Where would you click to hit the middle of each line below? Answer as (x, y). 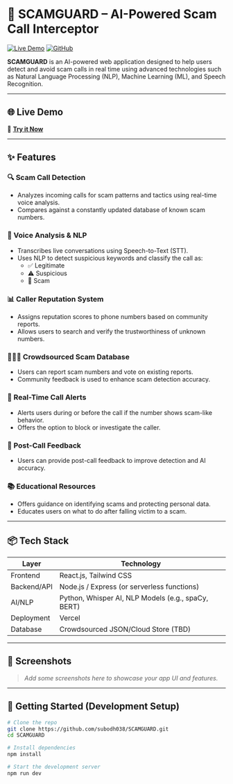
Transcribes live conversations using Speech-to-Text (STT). (103, 250)
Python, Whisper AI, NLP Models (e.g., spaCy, (134, 598)
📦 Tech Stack (38, 540)
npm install (24, 754)
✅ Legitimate (46, 265)
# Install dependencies (42, 748)
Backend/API (32, 587)
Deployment (31, 618)
